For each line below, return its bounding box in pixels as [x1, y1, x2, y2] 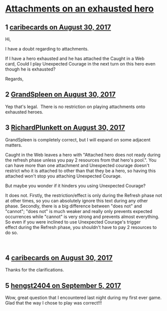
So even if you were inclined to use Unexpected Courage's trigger [5, 218, 141, 225]
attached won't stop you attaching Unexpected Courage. [5, 173, 122, 179]
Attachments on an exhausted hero [5, 3, 154, 14]
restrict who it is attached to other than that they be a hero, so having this [5, 167, 156, 173]
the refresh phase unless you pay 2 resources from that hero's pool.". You [5, 157, 157, 163]
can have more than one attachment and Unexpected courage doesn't [5, 162, 150, 168]
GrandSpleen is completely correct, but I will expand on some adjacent [5, 136, 151, 142]
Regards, [5, 76, 24, 81]
